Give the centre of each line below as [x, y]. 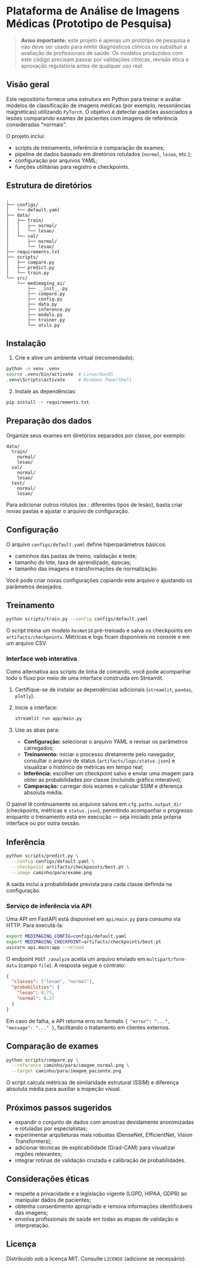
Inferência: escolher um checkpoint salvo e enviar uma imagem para [109, 773]
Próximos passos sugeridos [59, 1108]
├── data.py [43, 304]
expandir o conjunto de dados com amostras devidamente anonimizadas [104, 1122]
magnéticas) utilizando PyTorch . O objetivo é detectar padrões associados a [99, 111]
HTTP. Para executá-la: [35, 925]
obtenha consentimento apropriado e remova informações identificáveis [104, 1206]
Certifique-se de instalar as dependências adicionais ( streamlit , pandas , [104, 690]
